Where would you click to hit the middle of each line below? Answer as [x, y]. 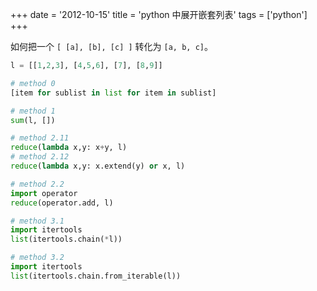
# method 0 [33, 83]
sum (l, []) [33, 120]
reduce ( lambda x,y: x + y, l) [69, 148]
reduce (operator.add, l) [62, 203]
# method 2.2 [37, 184]
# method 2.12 [40, 157]
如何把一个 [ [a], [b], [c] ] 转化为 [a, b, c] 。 [111, 46]
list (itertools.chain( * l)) [66, 239]
